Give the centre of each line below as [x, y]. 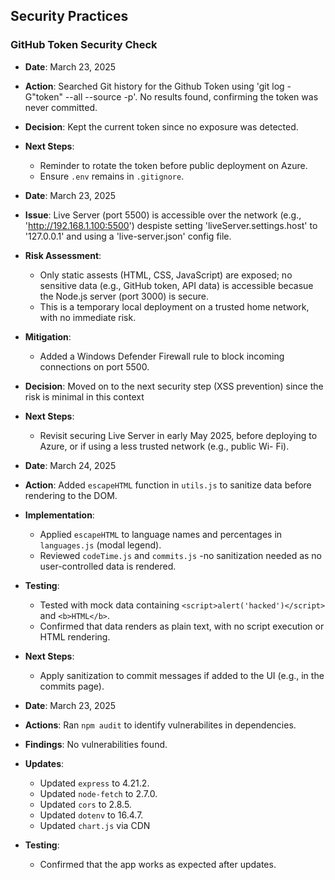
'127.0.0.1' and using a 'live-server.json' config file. [128, 236]
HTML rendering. [75, 636]
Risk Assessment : [63, 255]
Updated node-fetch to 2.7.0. [98, 793]
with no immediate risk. [88, 317]
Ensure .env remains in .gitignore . [112, 176]
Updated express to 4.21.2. [94, 783]
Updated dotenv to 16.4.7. [91, 815]
